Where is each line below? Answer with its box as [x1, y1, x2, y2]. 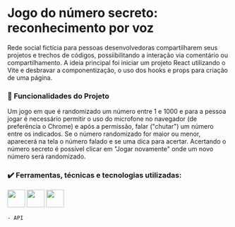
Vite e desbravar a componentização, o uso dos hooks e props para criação [7, 66, 228, 74]
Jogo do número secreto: [7, 5, 158, 21]
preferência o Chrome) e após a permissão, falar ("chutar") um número [7, 122, 214, 131]
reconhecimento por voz [7, 20, 154, 36]
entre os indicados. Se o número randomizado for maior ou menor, [7, 129, 201, 139]
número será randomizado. [7, 152, 86, 161]
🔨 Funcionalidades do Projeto [7, 91, 109, 100]
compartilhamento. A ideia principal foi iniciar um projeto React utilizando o [7, 58, 226, 66]
